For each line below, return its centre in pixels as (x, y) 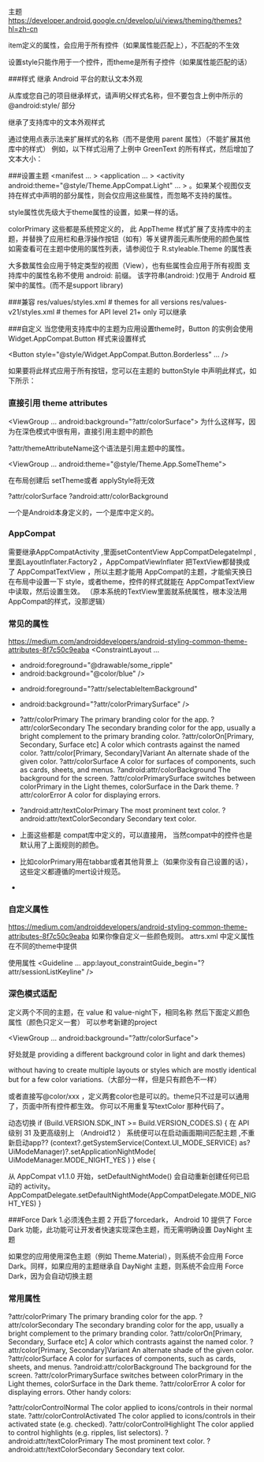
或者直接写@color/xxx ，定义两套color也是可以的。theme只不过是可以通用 (129, 1096)
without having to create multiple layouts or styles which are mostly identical (132, 1070)
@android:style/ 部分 (42, 106)
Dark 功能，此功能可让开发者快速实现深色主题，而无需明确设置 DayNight (126, 1230)
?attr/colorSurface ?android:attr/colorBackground (88, 496)
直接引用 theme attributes (58, 403)
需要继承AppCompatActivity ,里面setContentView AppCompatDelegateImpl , (132, 552)
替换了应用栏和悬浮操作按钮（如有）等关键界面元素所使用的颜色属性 (139, 239)
